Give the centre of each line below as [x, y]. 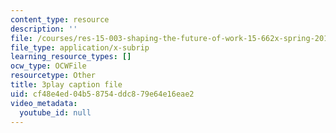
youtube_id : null [55, 112]
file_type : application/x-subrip [80, 47]
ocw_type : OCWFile [48, 66]
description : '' [44, 29]
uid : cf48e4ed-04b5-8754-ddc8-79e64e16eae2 [102, 94]
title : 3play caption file [66, 85]
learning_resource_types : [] [71, 57]
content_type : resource [60, 19]
